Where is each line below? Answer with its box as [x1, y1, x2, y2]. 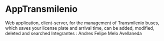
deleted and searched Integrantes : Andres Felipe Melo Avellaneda [5, 30, 142, 36]
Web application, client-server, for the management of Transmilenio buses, [5, 20, 159, 26]
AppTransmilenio [5, 3, 78, 15]
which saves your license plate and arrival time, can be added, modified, [5, 25, 154, 31]
